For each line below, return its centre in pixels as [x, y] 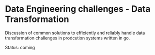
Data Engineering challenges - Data [78, 9]
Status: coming [20, 47]
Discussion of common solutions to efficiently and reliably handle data [75, 33]
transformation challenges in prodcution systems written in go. [68, 38]
